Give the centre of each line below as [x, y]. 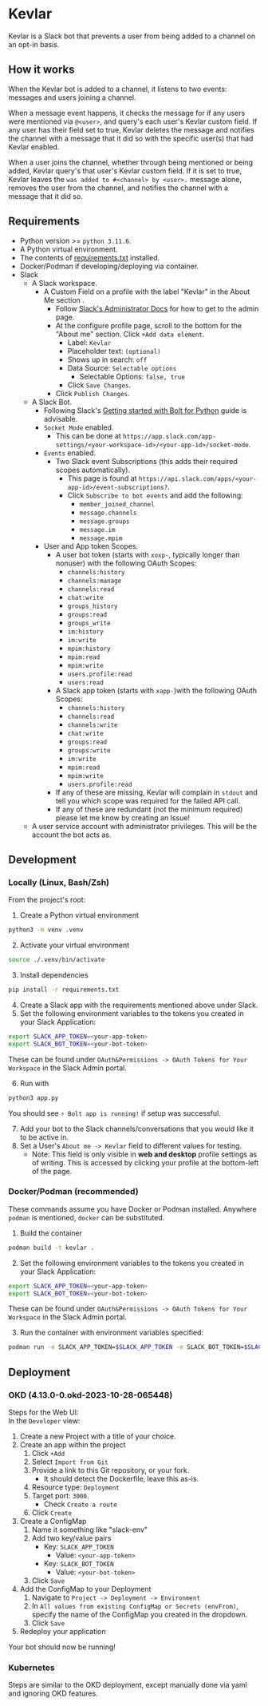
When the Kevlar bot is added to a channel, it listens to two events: [118, 89]
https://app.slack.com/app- [169, 436]
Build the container [51, 1233]
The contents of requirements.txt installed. [90, 257]
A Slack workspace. [64, 283]
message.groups [104, 521]
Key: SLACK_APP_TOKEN [79, 1546]
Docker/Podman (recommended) [73, 1192]
